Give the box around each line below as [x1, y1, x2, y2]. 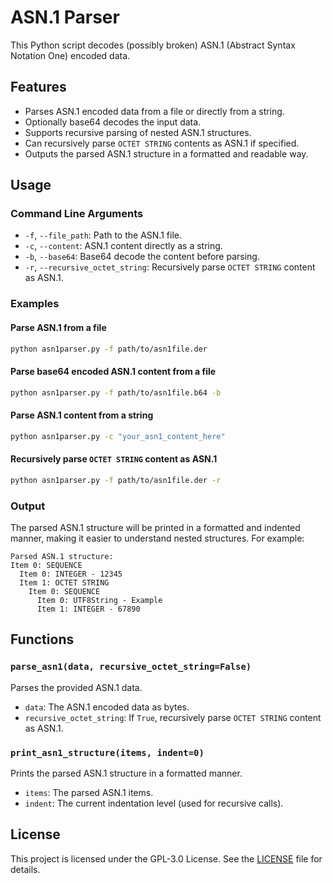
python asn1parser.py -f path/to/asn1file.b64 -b [10, 387, 222, 398]
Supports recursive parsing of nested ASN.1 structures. [24, 126, 252, 138]
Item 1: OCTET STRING [19, 577, 110, 588]
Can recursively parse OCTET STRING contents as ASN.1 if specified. [24, 137, 300, 149]
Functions [10, 631, 75, 648]
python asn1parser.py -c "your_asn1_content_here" [10, 431, 226, 441]
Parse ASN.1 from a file [10, 321, 107, 333]
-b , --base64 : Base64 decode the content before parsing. [24, 251, 260, 263]
